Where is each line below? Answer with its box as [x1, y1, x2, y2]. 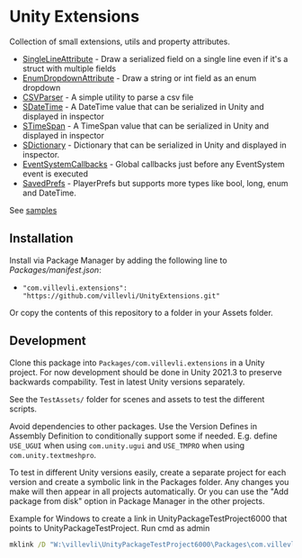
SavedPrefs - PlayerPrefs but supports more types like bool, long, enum [22, 177, 289, 188]
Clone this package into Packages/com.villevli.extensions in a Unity [9, 357, 265, 368]
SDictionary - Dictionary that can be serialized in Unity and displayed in [22, 139, 287, 150]
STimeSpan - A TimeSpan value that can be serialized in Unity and [22, 120, 270, 131]
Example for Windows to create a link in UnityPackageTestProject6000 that [9, 513, 288, 524]
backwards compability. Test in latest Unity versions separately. [9, 376, 245, 387]
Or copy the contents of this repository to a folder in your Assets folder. [9, 307, 274, 318]
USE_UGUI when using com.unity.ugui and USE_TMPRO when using [9, 439, 245, 451]
